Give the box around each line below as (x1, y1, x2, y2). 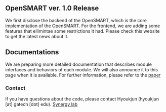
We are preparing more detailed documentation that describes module (5, 61, 152, 67)
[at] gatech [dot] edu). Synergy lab (5, 101, 78, 107)
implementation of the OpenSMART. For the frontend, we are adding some (5, 23, 160, 29)
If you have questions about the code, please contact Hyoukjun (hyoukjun (5, 95, 159, 102)
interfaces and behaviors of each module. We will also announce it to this (5, 66, 158, 72)
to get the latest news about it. (5, 33, 69, 39)
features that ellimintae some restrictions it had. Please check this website (5, 28, 160, 34)
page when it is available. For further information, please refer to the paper (5, 72, 161, 78)
